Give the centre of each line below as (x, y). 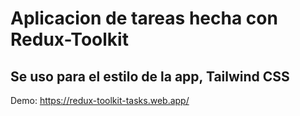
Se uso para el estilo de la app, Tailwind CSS (150, 76)
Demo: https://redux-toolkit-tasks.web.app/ (100, 100)
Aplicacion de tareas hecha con (144, 18)
